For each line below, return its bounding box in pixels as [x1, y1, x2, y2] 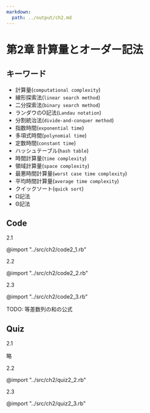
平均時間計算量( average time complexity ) [15, 177, 120, 184]
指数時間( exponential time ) [15, 124, 84, 131]
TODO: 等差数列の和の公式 [6, 305, 73, 313]
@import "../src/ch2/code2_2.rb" [6, 269, 88, 277]
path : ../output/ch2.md [12, 15, 72, 21]
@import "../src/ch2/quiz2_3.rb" [6, 400, 86, 408]
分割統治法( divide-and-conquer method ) [15, 116, 114, 123]
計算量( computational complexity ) [15, 86, 101, 93]
